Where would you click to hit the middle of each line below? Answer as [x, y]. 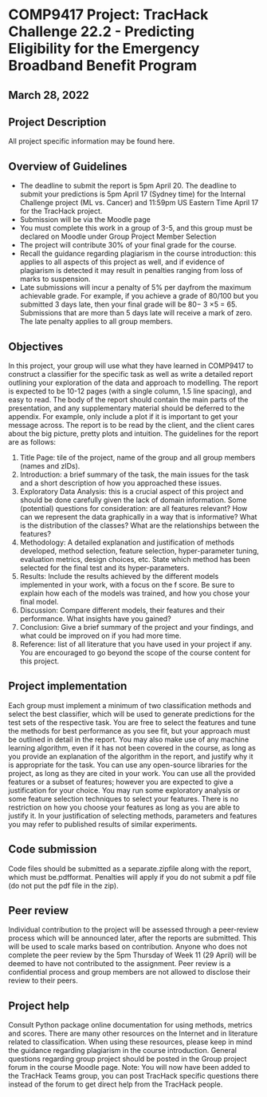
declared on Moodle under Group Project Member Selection [118, 236]
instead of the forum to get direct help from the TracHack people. [116, 1084]
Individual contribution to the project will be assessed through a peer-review [133, 930]
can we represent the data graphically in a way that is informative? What [138, 517]
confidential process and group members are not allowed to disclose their [130, 972]
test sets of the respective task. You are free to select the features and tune [132, 722]
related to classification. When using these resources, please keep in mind [130, 1042]
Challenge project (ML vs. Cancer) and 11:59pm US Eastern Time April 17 [139, 203]
